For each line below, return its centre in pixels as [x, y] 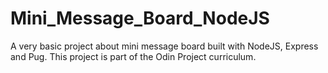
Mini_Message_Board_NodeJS [140, 18]
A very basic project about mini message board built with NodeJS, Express [164, 46]
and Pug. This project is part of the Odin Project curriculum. [133, 56]
